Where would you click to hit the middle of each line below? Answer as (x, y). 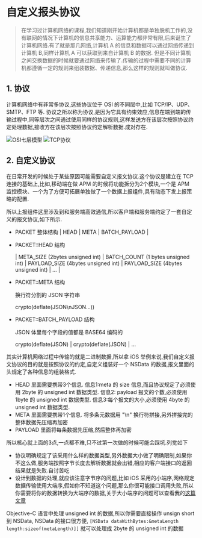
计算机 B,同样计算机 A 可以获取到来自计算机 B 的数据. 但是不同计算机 (106, 52)
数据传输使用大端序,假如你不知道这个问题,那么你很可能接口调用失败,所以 (104, 485)
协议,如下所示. (44, 219)
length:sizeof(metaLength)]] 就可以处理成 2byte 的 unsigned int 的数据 (95, 528)
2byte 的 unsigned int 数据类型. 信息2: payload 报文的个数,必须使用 (105, 392)
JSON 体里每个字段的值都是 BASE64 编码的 (69, 332)
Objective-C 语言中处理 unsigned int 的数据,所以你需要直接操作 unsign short (100, 513)
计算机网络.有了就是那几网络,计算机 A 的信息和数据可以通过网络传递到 (107, 45)
